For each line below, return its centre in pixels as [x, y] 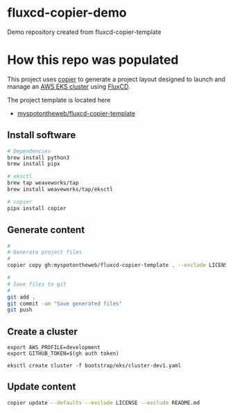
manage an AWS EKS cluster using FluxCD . [69, 86]
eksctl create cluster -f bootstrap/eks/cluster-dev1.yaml [94, 366]
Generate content [46, 230]
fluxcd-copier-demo [67, 13]
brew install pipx [34, 164]
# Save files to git [37, 284]
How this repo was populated [93, 60]
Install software [42, 135]
